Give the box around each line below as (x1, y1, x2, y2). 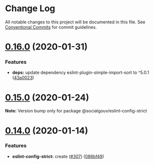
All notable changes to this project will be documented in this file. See (5, 19, 146, 25)
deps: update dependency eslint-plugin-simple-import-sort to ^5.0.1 (12, 70, 149, 75)
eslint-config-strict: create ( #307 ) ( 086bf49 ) (12, 153, 104, 159)
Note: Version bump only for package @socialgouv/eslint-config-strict (5, 108, 147, 114)
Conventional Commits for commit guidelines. (5, 24, 97, 30)
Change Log (5, 3, 55, 14)
